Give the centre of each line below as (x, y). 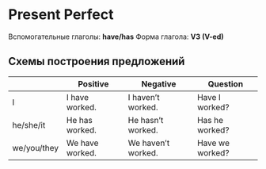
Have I (209, 97)
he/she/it (29, 125)
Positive (93, 83)
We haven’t (149, 143)
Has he (210, 120)
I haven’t (144, 97)
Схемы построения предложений (97, 61)
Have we (213, 143)
